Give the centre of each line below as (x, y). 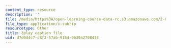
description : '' (22, 14)
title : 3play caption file (34, 33)
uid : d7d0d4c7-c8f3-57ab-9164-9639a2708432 (52, 38)
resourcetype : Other (27, 28)
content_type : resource (31, 10)
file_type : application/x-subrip (41, 24)
